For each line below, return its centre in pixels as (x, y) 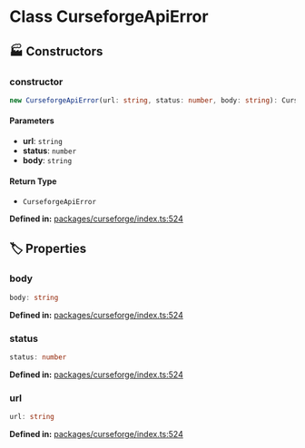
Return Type (33, 181)
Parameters (32, 121)
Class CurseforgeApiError (109, 17)
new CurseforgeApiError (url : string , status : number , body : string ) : (144, 100)
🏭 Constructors (56, 51)
